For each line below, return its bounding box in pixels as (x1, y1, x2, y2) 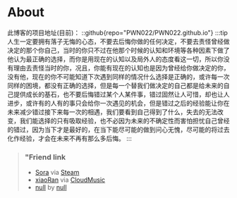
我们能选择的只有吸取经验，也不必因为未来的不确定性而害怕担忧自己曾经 (19, 116, 230, 125)
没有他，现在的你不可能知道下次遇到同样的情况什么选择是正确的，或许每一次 (7, 72, 230, 81)
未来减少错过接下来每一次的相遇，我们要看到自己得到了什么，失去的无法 (7, 107, 217, 116)
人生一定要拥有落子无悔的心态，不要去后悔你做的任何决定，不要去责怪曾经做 (7, 37, 230, 46)
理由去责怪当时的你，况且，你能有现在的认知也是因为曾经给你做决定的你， (13, 63, 230, 72)
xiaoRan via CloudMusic (35, 175, 106, 184)
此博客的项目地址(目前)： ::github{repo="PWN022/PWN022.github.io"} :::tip (7, 28, 228, 37)
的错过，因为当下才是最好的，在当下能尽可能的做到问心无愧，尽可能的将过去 (7, 125, 230, 134)
